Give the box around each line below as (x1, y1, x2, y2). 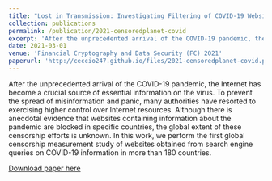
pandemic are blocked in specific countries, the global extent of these (8, 122, 242, 132)
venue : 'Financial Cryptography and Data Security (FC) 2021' (8, 49, 223, 57)
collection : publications (8, 19, 96, 27)
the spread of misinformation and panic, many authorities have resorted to (8, 96, 257, 106)
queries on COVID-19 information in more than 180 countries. (8, 147, 212, 158)
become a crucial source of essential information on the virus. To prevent (8, 87, 253, 97)
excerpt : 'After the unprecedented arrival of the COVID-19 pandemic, (8, 34, 252, 43)
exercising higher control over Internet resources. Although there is (8, 104, 232, 114)
